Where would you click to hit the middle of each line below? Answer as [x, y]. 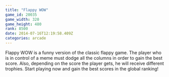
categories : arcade [26, 38]
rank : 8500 [17, 29]
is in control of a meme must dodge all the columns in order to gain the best [84, 58]
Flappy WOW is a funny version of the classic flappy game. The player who [83, 52]
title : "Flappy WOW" [27, 10]
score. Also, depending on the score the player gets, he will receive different [84, 63]
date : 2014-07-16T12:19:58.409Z [39, 33]
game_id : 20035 [21, 15]
